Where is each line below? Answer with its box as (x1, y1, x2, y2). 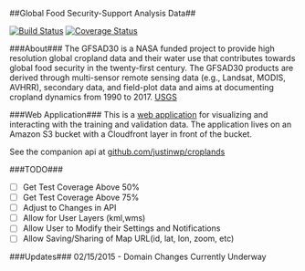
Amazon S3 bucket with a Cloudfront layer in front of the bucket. (9, 129, 253, 140)
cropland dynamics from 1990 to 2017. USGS (9, 91, 178, 102)
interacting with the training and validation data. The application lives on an (9, 119, 292, 130)
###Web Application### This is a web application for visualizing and (9, 109, 268, 120)
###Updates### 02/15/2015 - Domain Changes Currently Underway (9, 251, 267, 263)
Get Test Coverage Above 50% (22, 182, 140, 193)
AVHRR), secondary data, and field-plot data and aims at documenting (9, 82, 274, 92)
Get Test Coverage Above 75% (22, 192, 140, 203)
